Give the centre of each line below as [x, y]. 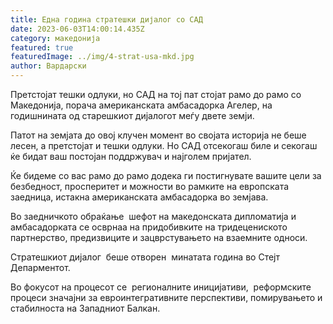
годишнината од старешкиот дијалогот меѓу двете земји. [132, 115]
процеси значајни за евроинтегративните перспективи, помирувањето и [166, 297]
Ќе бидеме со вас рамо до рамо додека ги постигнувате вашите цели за [166, 175]
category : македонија [55, 38]
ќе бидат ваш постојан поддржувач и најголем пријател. [131, 156]
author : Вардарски [48, 66]
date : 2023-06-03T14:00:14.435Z [77, 29]
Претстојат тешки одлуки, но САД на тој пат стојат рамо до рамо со [156, 94]
